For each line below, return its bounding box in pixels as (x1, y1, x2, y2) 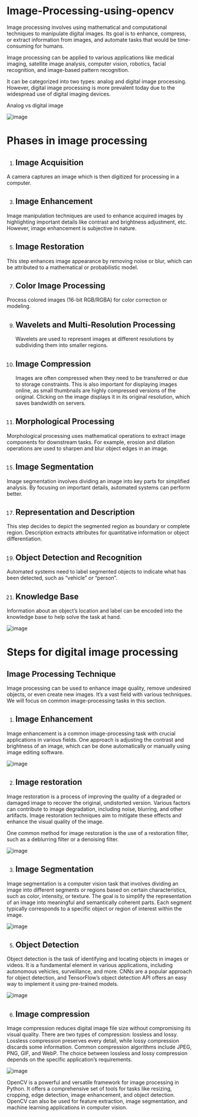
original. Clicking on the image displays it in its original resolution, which (15, 394, 190, 400)
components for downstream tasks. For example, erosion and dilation (6, 438, 175, 446)
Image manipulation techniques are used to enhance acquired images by (6, 212, 183, 219)
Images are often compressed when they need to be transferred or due (15, 375, 188, 381)
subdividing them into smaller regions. (15, 342, 108, 349)
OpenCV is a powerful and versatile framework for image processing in (6, 1079, 179, 1086)
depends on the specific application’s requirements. (6, 1056, 133, 1063)
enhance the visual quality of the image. (6, 818, 104, 825)
